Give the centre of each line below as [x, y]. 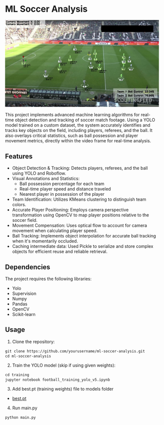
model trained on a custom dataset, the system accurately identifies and [78, 125]
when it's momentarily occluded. [45, 241]
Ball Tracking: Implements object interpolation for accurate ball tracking [84, 236]
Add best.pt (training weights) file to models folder [63, 389]
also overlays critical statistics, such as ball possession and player [72, 135]
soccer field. [25, 220]
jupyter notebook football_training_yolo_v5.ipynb [58, 380]
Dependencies [28, 267]
